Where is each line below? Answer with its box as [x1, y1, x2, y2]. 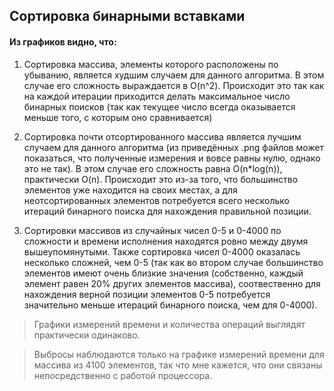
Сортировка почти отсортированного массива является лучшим [23, 130, 302, 143]
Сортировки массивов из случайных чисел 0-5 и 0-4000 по [23, 224, 282, 236]
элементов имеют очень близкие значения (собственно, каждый [23, 267, 304, 279]
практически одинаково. [33, 329, 141, 341]
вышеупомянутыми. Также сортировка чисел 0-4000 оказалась [23, 245, 301, 258]
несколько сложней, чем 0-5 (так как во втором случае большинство [23, 256, 324, 268]
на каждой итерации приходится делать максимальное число [23, 90, 291, 102]
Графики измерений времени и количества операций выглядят [33, 318, 306, 330]
